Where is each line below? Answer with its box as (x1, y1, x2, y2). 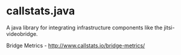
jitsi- (164, 24, 175, 31)
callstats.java (6, 4, 75, 18)
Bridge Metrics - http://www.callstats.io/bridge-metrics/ (6, 42, 145, 49)
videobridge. (6, 30, 38, 37)
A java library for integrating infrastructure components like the (6, 24, 163, 31)
